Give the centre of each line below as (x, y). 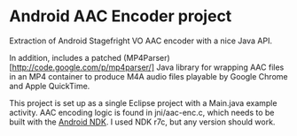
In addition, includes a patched (66, 57)
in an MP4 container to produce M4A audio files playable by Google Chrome (148, 76)
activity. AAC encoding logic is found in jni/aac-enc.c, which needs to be (142, 112)
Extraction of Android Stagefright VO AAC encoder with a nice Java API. (141, 41)
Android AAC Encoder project (121, 16)
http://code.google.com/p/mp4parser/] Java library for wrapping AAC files (148, 67)
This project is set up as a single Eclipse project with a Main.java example (143, 102)
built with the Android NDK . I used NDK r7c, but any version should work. (142, 122)
